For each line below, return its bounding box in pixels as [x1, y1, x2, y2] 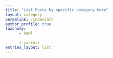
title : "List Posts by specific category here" [5, 7, 109, 13]
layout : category [5, 12, 42, 17]
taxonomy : [5, 26, 27, 31]
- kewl [18, 31, 33, 36]
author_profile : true [5, 21, 52, 27]
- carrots [18, 40, 40, 45]
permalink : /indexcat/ [5, 17, 54, 22]
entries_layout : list [5, 45, 52, 50]
